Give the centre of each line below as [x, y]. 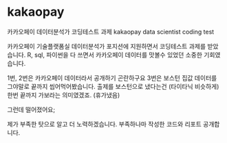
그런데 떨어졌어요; [31, 109]
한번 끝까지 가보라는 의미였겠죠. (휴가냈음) [64, 95]
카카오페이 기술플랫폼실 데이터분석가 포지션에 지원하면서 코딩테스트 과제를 [107, 46]
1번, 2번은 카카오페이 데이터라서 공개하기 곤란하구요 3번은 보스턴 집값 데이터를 [112, 78]
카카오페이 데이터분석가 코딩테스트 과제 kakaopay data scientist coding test [111, 31]
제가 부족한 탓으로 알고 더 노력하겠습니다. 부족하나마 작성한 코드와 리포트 [104, 124]
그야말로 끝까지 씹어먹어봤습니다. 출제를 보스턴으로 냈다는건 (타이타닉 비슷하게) [113, 86]
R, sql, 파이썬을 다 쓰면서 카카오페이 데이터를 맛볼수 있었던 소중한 [115, 55]
